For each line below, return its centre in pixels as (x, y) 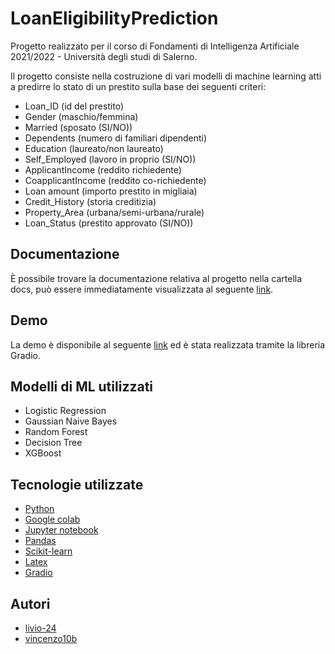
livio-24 (40, 628)
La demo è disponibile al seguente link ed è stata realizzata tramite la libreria (168, 344)
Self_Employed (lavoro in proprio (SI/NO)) (110, 159)
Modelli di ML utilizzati (82, 386)
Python (39, 509)
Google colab (52, 519)
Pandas (40, 541)
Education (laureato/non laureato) (94, 148)
